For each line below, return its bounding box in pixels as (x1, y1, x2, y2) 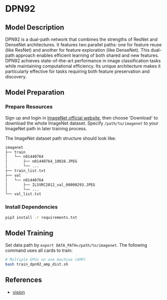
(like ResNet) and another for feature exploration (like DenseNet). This (5, 47, 150, 53)
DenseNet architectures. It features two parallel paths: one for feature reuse (5, 42, 162, 48)
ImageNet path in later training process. (5, 125, 87, 131)
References (5, 276, 42, 284)
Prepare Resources (5, 104, 53, 111)
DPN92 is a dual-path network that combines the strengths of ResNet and (5, 36, 158, 42)
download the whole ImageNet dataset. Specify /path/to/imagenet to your (5, 120, 159, 126)
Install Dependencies (5, 204, 58, 211)
